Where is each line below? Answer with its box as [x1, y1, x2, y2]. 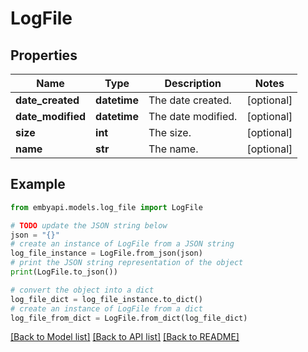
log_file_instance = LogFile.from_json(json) [10, 248, 203, 259]
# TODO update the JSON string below [10, 220, 168, 231]
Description [164, 77, 222, 90]
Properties [10, 47, 78, 64]
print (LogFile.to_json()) [10, 267, 118, 277]
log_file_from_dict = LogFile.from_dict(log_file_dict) [10, 313, 248, 323]
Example [10, 176, 66, 193]
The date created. [148, 93, 232, 107]
